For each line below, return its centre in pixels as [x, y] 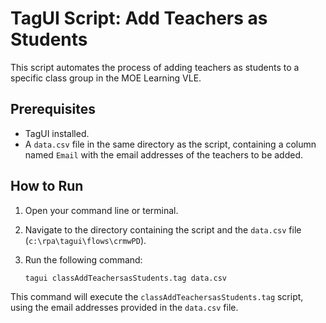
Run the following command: [83, 259]
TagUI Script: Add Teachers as [139, 18]
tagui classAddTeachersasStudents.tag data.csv [125, 278]
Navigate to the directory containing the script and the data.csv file [163, 229]
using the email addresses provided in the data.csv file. [124, 308]
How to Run [47, 186]
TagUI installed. [57, 133]
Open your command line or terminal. [101, 210]
